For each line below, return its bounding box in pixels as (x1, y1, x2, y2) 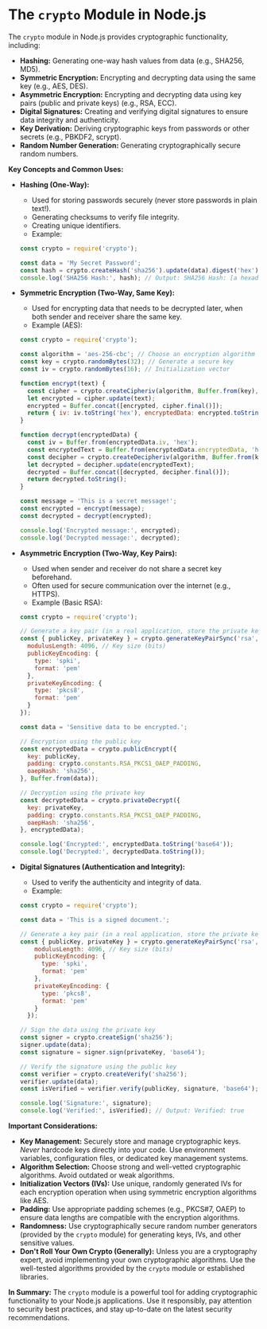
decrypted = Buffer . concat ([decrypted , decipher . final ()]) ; (27, 468, 230, 476)
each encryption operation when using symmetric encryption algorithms (19, 1187, 257, 1197)
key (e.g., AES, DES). (19, 81, 89, 91)
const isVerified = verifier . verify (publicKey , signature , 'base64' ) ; (19, 1085, 259, 1093)
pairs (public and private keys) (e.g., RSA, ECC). (19, 98, 177, 108)
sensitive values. (19, 1238, 75, 1248)
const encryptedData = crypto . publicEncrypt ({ (19, 745, 177, 753)
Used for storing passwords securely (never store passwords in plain (31, 195, 258, 205)
